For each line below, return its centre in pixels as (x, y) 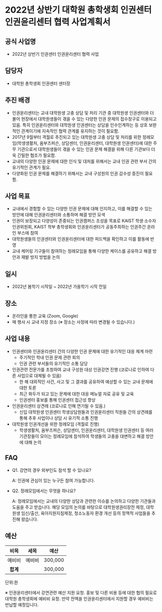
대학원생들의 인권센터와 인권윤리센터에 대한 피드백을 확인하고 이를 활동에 (81, 239)
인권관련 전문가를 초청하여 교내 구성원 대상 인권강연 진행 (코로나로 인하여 (81, 370)
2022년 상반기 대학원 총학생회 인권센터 (78, 10)
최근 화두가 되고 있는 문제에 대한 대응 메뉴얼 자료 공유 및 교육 (76, 394)
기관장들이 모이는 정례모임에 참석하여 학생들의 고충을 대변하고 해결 (82, 436)
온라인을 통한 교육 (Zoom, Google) (45, 316)
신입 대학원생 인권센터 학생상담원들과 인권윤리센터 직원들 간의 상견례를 (86, 412)
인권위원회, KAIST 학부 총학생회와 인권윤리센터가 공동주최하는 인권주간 (79, 227)
